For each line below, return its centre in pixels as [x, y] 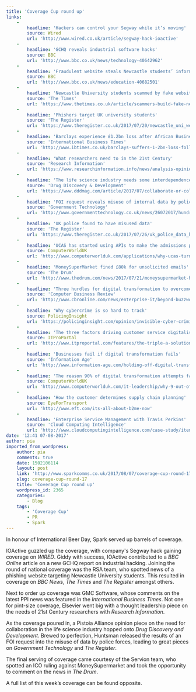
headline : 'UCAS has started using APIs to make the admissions [107, 245]
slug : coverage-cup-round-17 [52, 479]
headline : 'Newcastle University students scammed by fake [100, 93]
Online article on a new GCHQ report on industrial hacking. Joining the [91, 563]
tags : [23, 507]
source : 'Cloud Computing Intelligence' [77, 425]
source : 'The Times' [52, 98]
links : [14, 17]
